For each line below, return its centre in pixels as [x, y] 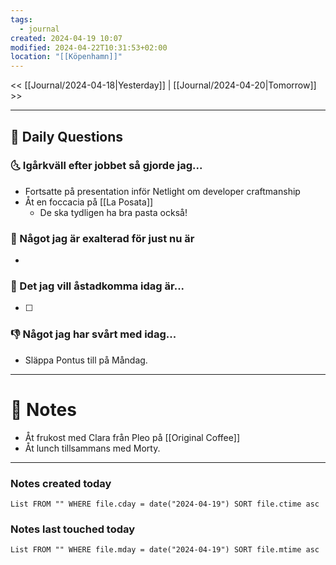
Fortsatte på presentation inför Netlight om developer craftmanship [162, 191]
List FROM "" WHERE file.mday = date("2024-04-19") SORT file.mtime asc [165, 550]
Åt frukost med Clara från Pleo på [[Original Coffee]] [132, 437]
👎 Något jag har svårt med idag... [93, 334]
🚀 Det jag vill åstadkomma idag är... [97, 286]
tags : [21, 19]
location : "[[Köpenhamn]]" [66, 57]
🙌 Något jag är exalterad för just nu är [102, 238]
